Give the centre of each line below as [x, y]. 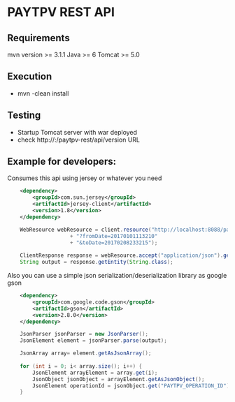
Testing [24, 116]
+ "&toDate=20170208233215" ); [114, 243]
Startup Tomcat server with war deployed [77, 132]
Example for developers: [62, 162]
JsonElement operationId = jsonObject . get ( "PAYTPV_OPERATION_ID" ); [133, 386]
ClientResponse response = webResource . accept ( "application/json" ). [122, 255]
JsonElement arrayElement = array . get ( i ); [95, 373]
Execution [30, 76]
